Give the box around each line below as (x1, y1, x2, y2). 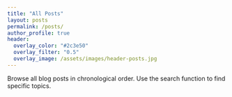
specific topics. (7, 81, 52, 90)
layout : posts (7, 17, 49, 24)
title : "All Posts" (7, 10, 64, 17)
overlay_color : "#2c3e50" (13, 42, 89, 49)
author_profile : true (7, 29, 70, 37)
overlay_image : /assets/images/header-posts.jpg (13, 55, 157, 62)
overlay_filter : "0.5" (13, 49, 79, 56)
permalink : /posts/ (7, 23, 64, 30)
